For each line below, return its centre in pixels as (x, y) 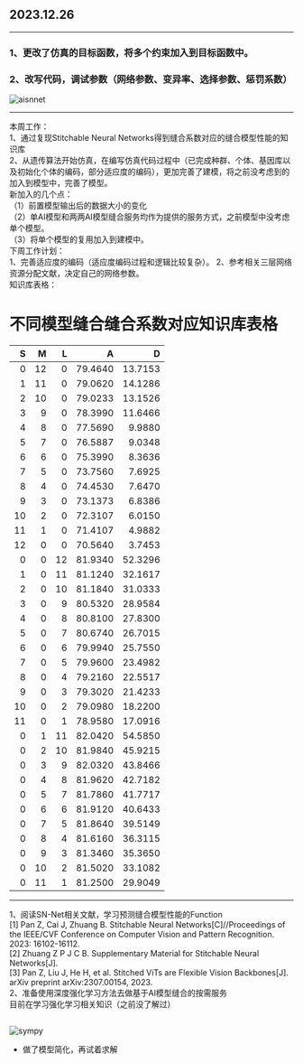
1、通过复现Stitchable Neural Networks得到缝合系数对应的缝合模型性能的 (145, 138)
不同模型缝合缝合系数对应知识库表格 (144, 325)
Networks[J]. (34, 963)
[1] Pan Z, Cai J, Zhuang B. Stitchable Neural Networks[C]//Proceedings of (147, 924)
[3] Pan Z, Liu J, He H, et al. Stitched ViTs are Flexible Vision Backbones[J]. (149, 972)
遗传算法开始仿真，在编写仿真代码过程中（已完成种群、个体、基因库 (156, 161)
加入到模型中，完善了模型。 (61, 183)
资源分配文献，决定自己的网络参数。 (77, 274)
